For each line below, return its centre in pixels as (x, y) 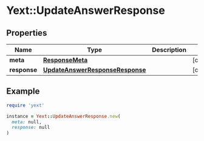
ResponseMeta (65, 60)
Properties (27, 33)
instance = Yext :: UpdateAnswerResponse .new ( (63, 116)
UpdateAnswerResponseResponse (94, 70)
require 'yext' (25, 105)
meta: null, (27, 122)
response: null (31, 128)
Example (23, 91)
